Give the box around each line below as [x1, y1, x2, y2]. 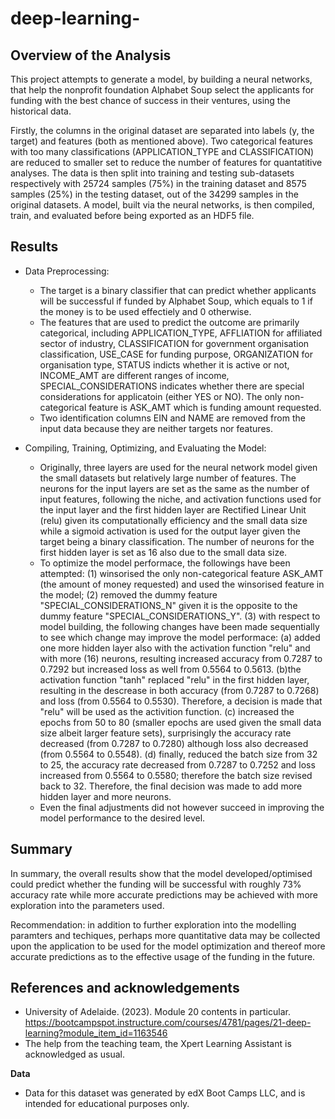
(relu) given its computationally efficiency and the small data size [39, 514, 308, 526]
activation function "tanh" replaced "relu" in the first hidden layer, [39, 673, 310, 686]
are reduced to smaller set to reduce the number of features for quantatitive [10, 157, 323, 168]
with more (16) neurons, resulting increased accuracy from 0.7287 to [39, 652, 323, 664]
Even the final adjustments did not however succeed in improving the [39, 801, 325, 813]
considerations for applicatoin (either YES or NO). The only [39, 390, 283, 402]
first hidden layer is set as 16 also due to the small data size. [39, 546, 288, 558]
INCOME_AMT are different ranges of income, [39, 369, 230, 381]
